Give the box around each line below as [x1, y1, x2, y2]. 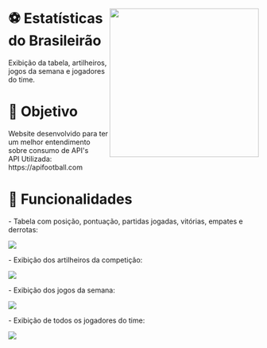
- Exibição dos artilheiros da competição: [8, 254, 143, 265]
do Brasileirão [8, 32, 102, 50]
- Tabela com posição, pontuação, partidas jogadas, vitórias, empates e [8, 216, 244, 226]
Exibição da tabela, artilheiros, [8, 58, 107, 67]
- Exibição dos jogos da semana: [8, 285, 115, 295]
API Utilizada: [8, 154, 52, 163]
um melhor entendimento [8, 137, 91, 147]
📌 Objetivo [8, 103, 78, 120]
